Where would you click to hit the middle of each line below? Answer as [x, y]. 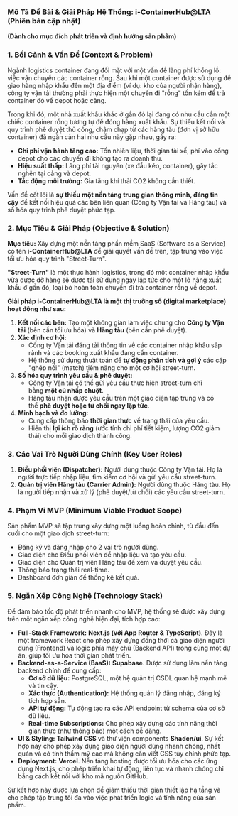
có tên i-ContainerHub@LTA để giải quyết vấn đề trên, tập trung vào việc [115, 251]
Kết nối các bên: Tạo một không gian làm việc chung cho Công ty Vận [121, 322]
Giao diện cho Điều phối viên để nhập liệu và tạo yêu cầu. [102, 555]
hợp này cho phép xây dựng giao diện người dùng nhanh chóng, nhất [119, 746]
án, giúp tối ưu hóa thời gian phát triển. [74, 655]
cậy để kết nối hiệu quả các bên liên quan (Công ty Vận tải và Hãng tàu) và [117, 202]
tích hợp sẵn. [47, 700]
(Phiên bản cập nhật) [44, 21]
